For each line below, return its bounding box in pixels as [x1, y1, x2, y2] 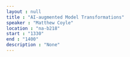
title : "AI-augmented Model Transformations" [6, 14, 125, 20]
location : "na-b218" [6, 25, 61, 31]
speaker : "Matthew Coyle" [6, 20, 74, 26]
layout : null [6, 8, 42, 15]
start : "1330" [6, 31, 44, 37]
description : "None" [6, 42, 61, 48]
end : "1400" [6, 36, 39, 42]
